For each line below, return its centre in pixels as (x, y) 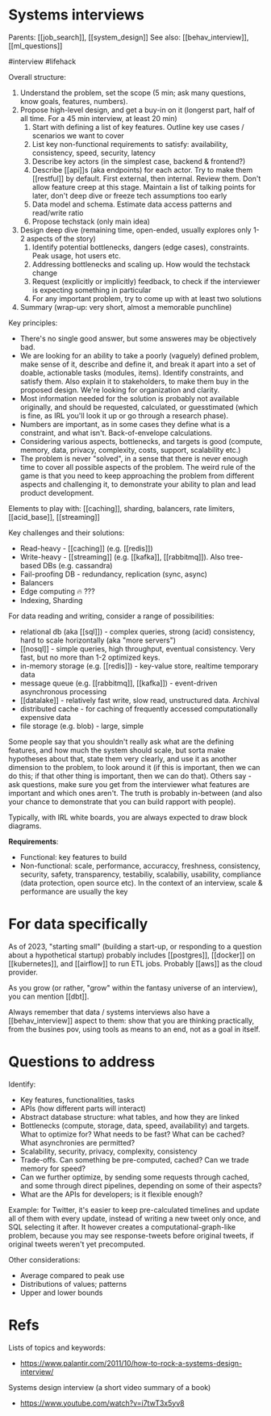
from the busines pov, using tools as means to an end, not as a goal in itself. (134, 1029)
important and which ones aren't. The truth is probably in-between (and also (135, 793)
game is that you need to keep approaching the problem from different (137, 475)
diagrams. (25, 826)
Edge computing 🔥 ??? (57, 591)
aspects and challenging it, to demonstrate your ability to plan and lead (138, 484)
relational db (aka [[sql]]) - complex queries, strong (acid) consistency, (138, 631)
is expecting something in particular (92, 290)
